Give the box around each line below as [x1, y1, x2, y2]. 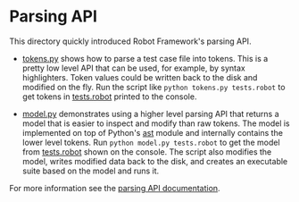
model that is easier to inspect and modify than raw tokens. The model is [21, 118, 290, 129]
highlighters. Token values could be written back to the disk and [21, 72, 258, 82]
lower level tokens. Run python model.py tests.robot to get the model [21, 137, 280, 147]
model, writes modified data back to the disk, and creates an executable [21, 156, 288, 166]
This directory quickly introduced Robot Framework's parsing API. [9, 36, 252, 46]
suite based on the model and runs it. [21, 165, 160, 176]
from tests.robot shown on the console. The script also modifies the [21, 146, 272, 157]
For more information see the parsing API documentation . [9, 182, 220, 193]
